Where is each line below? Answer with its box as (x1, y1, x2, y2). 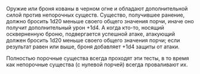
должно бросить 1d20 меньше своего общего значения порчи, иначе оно (6, 18, 194, 24)
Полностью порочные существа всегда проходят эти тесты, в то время (6, 55, 189, 61)
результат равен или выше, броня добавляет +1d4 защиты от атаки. (6, 43, 180, 50)
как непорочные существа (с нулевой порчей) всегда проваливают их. (6, 61, 188, 68)
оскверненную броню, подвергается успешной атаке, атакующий (6, 30, 175, 38)
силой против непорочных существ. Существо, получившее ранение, (6, 11, 185, 18)
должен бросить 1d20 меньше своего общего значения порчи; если (6, 37, 180, 44)
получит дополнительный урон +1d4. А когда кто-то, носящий (6, 24, 164, 31)
